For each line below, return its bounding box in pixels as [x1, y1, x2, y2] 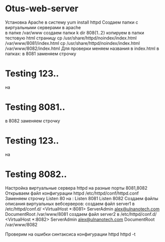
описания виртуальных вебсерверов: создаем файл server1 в [5, 201, 135, 207]
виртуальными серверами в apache [5, 24, 81, 30]
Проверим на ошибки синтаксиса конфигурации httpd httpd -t [5, 231, 136, 237]
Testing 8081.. [5, 102, 66, 113]
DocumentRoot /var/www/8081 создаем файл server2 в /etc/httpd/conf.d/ [5, 211, 157, 217]
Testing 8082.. [5, 169, 67, 180]
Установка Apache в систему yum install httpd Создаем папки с [5, 19, 138, 25]
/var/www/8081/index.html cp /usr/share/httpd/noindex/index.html [5, 40, 140, 46]
